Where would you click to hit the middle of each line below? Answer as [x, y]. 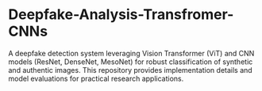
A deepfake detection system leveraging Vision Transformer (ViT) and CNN [131, 53]
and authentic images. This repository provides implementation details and [130, 70]
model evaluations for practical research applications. [96, 78]
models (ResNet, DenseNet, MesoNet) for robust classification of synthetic [131, 62]
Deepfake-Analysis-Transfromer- [121, 15]
